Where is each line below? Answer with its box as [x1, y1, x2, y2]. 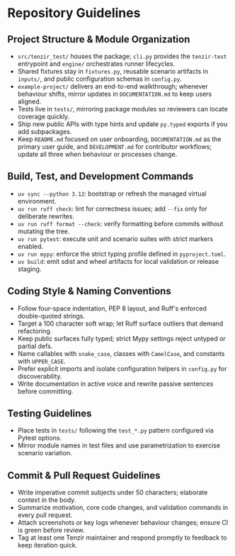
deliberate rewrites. [17, 211, 74, 221]
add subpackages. [17, 128, 72, 135]
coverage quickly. [17, 112, 70, 121]
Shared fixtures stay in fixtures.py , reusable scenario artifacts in [17, 67, 209, 75]
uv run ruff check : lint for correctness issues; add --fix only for [17, 204, 207, 213]
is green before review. [17, 526, 85, 535]
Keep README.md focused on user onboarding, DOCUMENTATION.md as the [17, 135, 222, 143]
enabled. [17, 242, 44, 250]
